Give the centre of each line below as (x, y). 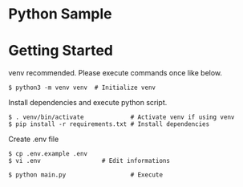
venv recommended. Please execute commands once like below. (115, 73)
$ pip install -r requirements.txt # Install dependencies (109, 124)
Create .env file (34, 139)
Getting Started (61, 51)
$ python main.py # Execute (85, 175)
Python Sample (60, 14)
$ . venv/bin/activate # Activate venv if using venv (121, 117)
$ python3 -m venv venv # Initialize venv (82, 88)
